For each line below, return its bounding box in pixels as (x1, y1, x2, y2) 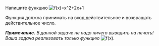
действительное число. (5, 20, 56, 26)
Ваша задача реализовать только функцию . (5, 35, 115, 41)
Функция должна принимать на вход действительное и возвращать (5, 15, 152, 20)
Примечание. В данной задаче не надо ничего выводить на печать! (5, 30, 154, 35)
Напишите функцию (5, 5, 48, 11)
